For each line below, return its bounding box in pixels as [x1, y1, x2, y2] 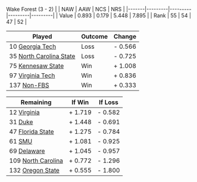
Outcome [81, 33, 108, 40]
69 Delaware [9, 147, 45, 155]
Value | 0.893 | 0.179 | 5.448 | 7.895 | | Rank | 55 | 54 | [59, 12, 192, 19]
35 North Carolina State [9, 52, 76, 60]
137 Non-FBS [9, 81, 49, 89]
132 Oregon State [9, 167, 60, 174]
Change [113, 33, 137, 40]
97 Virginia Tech [9, 71, 55, 80]
